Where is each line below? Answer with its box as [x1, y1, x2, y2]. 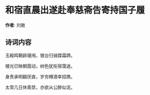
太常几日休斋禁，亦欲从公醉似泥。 [5, 84, 75, 90]
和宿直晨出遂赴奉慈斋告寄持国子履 [5, 4, 146, 16]
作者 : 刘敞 [5, 22, 25, 28]
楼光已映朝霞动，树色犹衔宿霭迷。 [5, 63, 75, 69]
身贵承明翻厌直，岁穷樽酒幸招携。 [5, 73, 75, 79]
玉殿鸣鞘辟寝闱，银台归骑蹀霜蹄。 [5, 52, 75, 58]
